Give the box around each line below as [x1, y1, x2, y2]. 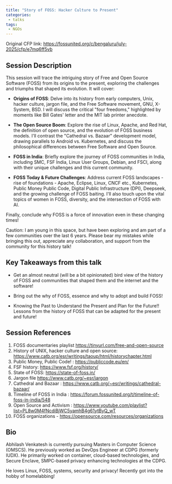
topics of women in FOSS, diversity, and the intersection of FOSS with [13, 196, 161, 202]
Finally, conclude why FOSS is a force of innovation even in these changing [6, 211, 164, 218]
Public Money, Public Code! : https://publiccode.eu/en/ [13, 358, 129, 364]
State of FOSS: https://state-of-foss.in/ [13, 369, 96, 375]
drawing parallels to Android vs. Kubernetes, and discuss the [13, 138, 142, 144]
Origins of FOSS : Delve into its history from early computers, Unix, [13, 95, 154, 102]
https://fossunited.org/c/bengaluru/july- [43, 41, 127, 47]
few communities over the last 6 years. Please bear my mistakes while [6, 232, 154, 239]
